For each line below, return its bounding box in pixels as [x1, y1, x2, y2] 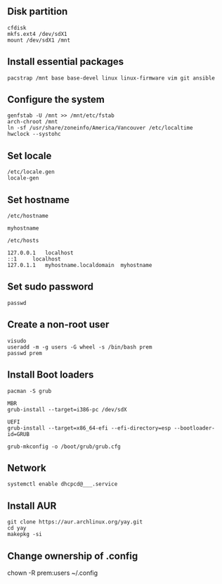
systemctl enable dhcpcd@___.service [7, 480, 118, 488]
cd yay [7, 525, 27, 532]
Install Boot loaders [7, 369, 94, 381]
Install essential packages [7, 56, 124, 68]
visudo [7, 337, 27, 344]
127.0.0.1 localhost [7, 249, 74, 256]
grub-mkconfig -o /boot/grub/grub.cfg [7, 443, 121, 450]
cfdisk [7, 24, 27, 31]
